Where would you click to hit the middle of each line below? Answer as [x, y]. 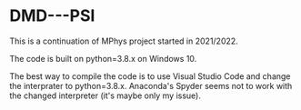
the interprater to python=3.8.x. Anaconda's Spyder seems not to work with [151, 85]
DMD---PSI [52, 16]
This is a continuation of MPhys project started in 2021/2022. [124, 41]
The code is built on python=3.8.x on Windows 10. [103, 58]
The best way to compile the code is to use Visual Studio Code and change [150, 76]
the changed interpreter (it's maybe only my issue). [105, 95]
